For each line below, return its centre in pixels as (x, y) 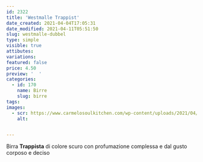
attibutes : (20, 51)
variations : (21, 57)
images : (16, 107)
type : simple (23, 40)
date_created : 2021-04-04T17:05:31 (51, 23)
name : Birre (32, 91)
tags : (13, 102)
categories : (21, 79)
